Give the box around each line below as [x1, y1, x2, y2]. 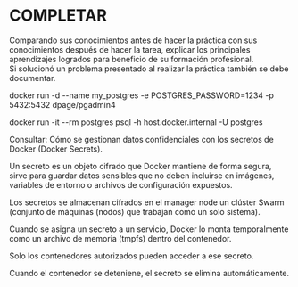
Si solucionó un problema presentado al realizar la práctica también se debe [9, 63, 289, 74]
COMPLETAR [9, 5, 107, 26]
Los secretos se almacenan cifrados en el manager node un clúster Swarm [9, 197, 285, 208]
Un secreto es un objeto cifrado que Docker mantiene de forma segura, [9, 160, 272, 171]
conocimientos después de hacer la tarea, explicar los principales [9, 44, 251, 54]
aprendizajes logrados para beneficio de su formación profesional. [9, 53, 254, 64]
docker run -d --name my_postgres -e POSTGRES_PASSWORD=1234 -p [9, 90, 275, 101]
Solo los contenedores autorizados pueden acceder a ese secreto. [9, 250, 254, 261]
